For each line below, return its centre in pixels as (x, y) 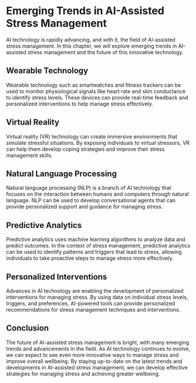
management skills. (29, 155)
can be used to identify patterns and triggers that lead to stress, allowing (94, 252)
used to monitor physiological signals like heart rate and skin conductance (96, 91)
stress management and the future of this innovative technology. (105, 52)
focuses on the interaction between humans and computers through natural (97, 194)
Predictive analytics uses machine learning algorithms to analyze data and (96, 239)
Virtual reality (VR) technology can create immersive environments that (92, 136)
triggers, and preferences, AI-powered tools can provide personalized (91, 303)
